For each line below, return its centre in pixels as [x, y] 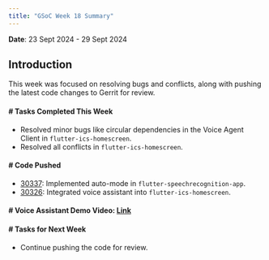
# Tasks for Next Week [47, 229]
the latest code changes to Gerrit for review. [82, 93]
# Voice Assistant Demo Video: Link [70, 210]
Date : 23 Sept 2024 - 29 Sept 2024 [68, 39]
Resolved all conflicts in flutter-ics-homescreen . [102, 146]
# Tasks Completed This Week [61, 111]
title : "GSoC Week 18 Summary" [61, 16]
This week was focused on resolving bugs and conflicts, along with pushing [135, 84]
